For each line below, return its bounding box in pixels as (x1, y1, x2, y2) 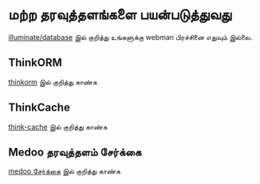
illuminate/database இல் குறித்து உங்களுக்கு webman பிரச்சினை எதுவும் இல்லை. (8, 32, 253, 41)
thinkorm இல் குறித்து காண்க (8, 77, 97, 87)
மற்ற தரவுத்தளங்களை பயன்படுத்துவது (8, 6, 232, 24)
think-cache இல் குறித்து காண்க (8, 122, 108, 131)
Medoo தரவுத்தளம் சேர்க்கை (8, 145, 142, 159)
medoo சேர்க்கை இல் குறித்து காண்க (8, 166, 121, 176)
